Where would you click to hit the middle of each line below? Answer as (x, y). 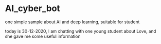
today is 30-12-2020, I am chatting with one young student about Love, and (81, 31)
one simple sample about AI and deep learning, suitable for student (72, 22)
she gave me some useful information (43, 36)
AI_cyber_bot (33, 8)
